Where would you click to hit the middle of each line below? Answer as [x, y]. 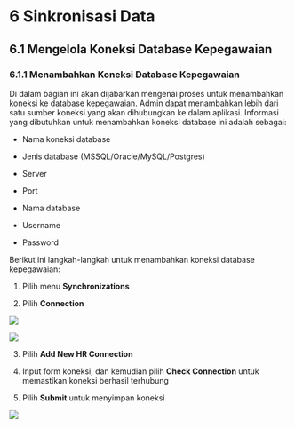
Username [41, 225]
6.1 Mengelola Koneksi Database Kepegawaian [141, 49]
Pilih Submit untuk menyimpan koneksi [93, 398]
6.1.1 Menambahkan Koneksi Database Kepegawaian [124, 75]
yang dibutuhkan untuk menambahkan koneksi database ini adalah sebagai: [148, 122]
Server [34, 173]
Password [40, 242]
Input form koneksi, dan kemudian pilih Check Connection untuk [140, 371]
